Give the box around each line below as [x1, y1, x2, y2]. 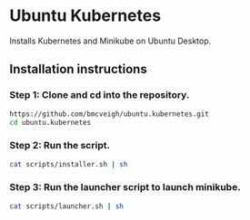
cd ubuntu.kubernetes [9, 118, 92, 127]
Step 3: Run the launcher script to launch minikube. [9, 181, 241, 194]
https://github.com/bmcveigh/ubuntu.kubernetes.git [9, 110, 209, 119]
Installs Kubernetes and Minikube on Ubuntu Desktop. [9, 35, 212, 46]
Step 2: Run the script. [9, 139, 111, 152]
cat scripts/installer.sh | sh [9, 159, 128, 168]
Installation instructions [9, 62, 147, 77]
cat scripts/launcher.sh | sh [9, 201, 125, 211]
